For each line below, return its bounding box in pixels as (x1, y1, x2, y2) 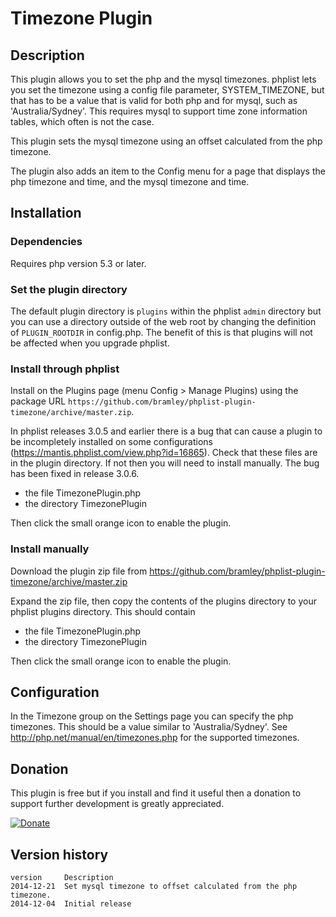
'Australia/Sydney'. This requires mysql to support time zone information (10, 105, 308, 117)
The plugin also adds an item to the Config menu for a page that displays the (10, 165, 326, 177)
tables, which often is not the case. (10, 116, 155, 127)
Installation (10, 205, 82, 222)
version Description (10, 873, 114, 883)
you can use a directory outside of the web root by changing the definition (10, 315, 317, 327)
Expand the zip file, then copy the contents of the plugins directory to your (10, 595, 317, 607)
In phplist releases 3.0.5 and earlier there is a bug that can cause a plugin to (10, 425, 323, 437)
